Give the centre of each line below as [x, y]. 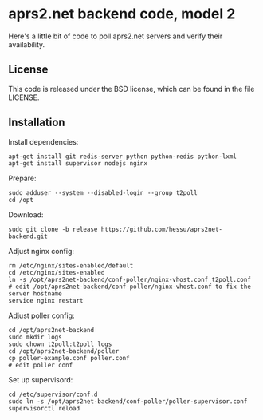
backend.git [28, 236]
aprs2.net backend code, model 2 [122, 14]
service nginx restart [46, 300]
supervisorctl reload [44, 408]
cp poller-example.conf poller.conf [69, 358]
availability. [27, 44]
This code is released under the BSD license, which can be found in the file [131, 89]
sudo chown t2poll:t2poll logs [60, 344]
